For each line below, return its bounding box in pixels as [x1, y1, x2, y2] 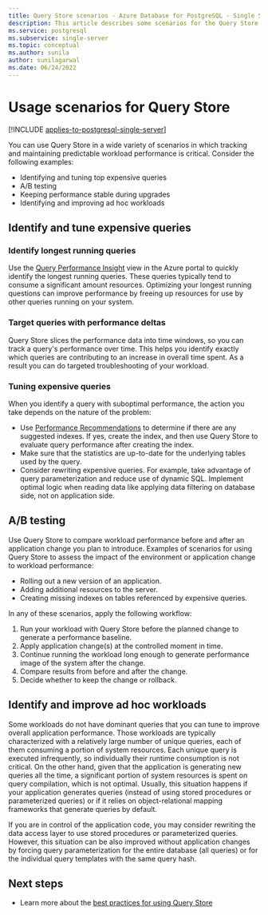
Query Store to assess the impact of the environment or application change [8, 552, 256, 562]
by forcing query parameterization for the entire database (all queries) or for [8, 845, 258, 855]
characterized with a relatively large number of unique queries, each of [8, 736, 242, 746]
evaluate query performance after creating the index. [19, 440, 195, 449]
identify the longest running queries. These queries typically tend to [8, 272, 231, 281]
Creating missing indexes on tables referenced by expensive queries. [19, 593, 247, 603]
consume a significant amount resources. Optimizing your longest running [8, 280, 252, 290]
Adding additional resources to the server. [19, 584, 158, 594]
